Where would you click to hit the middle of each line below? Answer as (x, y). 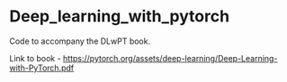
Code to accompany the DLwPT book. (80, 41)
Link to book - (35, 58)
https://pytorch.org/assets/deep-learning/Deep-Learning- (170, 58)
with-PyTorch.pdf (42, 68)
